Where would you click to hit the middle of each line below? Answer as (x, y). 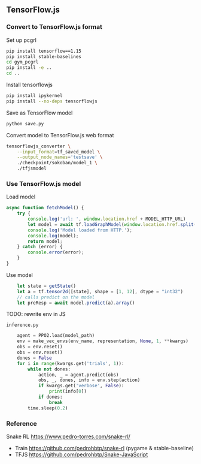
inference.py (22, 325)
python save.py (25, 123)
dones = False (34, 358)
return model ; (45, 241)
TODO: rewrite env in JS (36, 314)
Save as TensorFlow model (39, 113)
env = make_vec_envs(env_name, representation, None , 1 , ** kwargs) (103, 341)
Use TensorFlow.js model (44, 183)
